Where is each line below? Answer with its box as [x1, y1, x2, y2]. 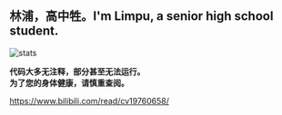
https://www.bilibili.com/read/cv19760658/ [9, 95, 170, 106]
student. [9, 24, 59, 39]
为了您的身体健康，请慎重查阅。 [9, 77, 129, 88]
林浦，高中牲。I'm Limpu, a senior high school [9, 8, 274, 24]
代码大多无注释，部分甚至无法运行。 [9, 66, 146, 77]
